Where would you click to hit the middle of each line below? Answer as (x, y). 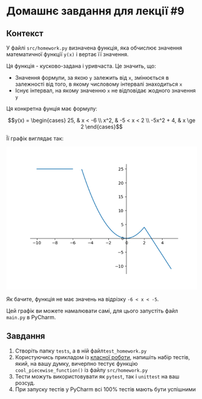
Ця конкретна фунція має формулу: (52, 109)
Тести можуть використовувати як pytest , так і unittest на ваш (97, 376)
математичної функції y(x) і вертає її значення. (67, 54)
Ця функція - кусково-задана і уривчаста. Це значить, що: (81, 66)
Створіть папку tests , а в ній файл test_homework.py (81, 351)
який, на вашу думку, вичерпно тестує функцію (76, 363)
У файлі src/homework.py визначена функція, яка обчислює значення (94, 48)
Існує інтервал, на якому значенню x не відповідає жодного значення (105, 91)
